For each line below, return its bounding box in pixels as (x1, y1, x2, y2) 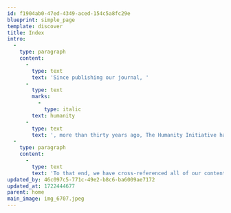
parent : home (7, 189, 45, 196)
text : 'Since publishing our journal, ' (32, 74, 149, 81)
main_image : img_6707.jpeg (7, 195, 85, 203)
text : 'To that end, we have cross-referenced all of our (32, 170, 201, 177)
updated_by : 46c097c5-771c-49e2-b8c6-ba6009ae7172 (7, 176, 155, 183)
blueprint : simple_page (7, 16, 76, 23)
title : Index (7, 29, 45, 36)
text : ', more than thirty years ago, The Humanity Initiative (32, 131, 217, 138)
